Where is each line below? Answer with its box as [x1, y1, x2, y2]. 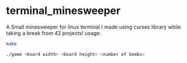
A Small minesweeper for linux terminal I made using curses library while [6, 23, 181, 30]
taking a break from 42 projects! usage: [6, 29, 101, 36]
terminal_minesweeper [6, 4, 121, 17]
